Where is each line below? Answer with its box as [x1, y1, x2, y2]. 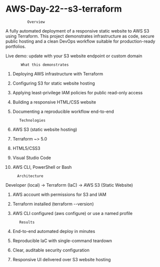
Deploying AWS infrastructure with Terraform [12, 71, 104, 76]
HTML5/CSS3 [12, 145, 40, 151]
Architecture [17, 174, 44, 178]
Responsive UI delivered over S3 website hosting [12, 256, 111, 262]
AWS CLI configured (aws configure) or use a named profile [12, 210, 133, 216]
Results [19, 220, 35, 225]
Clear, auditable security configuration [12, 247, 89, 253]
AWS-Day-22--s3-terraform [5, 3, 122, 15]
